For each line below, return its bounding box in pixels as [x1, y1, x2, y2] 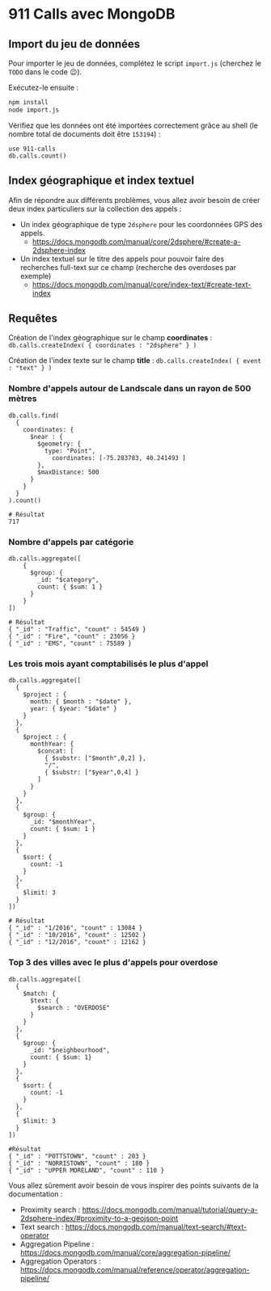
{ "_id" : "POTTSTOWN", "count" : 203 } [8, 1152, 147, 1160]
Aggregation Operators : [19, 1256, 101, 1266]
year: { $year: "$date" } [29, 705, 117, 713]
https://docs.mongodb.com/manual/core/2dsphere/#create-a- [32, 236, 241, 247]
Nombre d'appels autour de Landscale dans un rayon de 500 [8, 383, 252, 394]
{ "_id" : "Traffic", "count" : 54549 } [8, 625, 147, 633]
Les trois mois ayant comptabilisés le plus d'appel [8, 658, 209, 669]
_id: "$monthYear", [29, 818, 95, 826]
